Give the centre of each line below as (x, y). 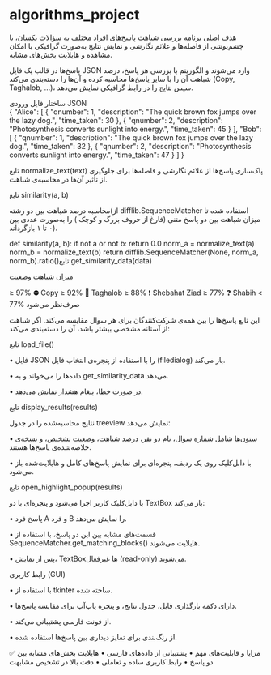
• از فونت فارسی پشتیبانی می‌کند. (60, 621)
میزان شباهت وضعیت (41, 276)
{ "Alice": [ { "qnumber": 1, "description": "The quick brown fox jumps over (133, 112)
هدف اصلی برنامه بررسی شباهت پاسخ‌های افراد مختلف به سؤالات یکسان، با (123, 37)
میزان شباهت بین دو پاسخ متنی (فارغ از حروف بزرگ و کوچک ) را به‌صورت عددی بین (135, 219)
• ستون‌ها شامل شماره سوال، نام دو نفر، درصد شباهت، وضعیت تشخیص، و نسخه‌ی (133, 438)
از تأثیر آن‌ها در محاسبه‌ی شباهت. (58, 179)
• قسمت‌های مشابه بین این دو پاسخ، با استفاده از (83, 534)
